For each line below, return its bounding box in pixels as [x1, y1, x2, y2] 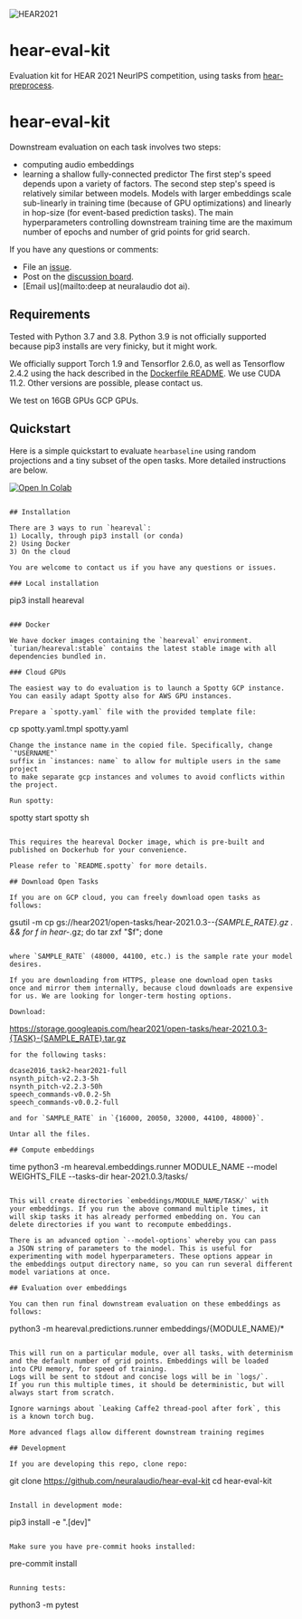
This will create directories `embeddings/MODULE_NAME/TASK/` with [9, 1196, 269, 1205]
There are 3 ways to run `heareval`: [9, 523, 152, 532]
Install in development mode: [9, 1500, 124, 1509]
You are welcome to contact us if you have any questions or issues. [9, 562, 278, 572]
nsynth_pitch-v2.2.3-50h [9, 1082, 103, 1091]
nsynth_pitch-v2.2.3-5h [9, 1074, 99, 1083]
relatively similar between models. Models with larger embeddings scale [22, 187, 292, 198]
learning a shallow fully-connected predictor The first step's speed [22, 168, 271, 179]
